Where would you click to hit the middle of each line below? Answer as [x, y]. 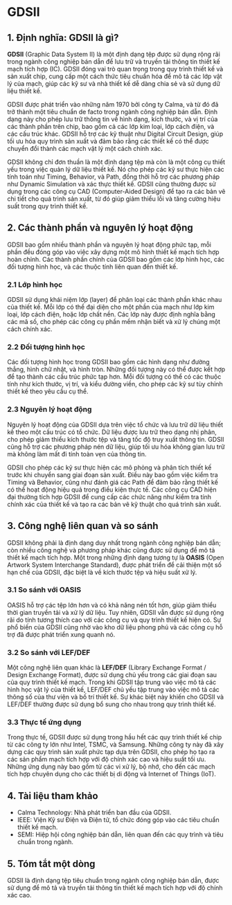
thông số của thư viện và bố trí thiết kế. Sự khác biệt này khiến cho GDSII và [115, 697]
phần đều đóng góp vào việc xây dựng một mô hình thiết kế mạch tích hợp [113, 252]
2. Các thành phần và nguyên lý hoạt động [100, 228]
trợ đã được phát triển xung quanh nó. [61, 634]
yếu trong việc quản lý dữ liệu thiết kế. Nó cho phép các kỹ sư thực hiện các [116, 169]
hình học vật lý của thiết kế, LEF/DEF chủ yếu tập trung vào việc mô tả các [113, 690]
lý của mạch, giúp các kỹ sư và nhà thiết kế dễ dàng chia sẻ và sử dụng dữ [114, 83]
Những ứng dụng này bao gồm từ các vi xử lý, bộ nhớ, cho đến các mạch [111, 767]
